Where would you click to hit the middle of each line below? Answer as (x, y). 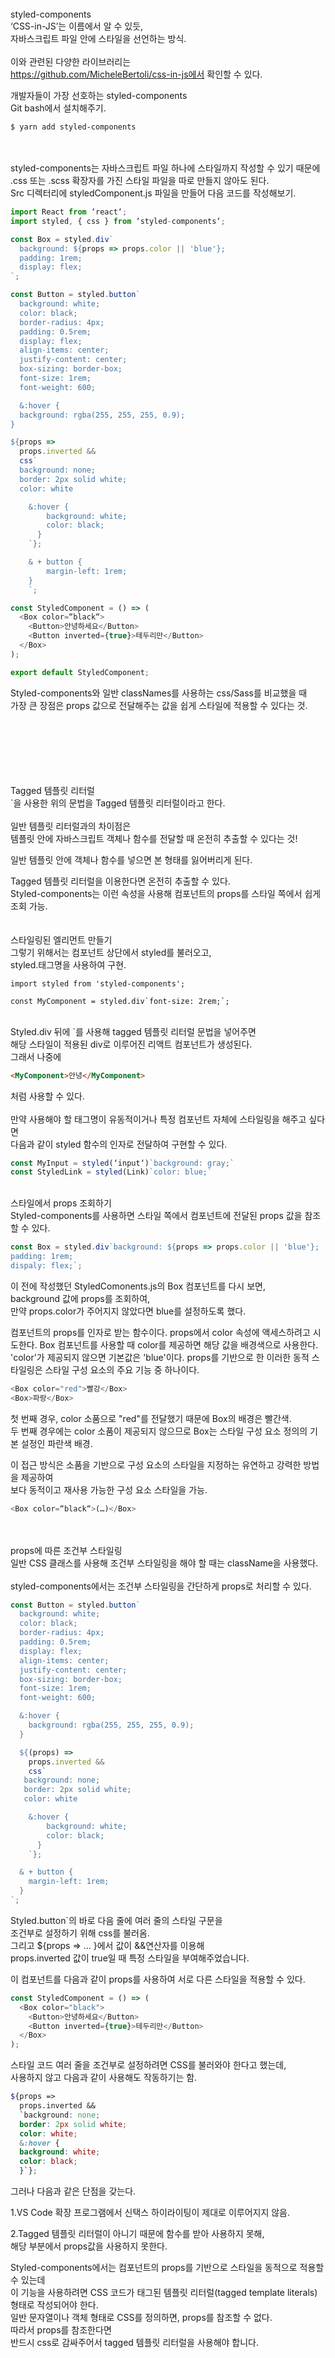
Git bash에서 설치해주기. (58, 108)
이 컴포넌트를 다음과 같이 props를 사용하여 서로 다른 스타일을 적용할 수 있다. (158, 1979)
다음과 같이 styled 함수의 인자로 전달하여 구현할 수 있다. (119, 1144)
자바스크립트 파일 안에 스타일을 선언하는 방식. (98, 38)
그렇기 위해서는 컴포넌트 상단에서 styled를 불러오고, (111, 952)
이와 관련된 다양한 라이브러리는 (71, 61)
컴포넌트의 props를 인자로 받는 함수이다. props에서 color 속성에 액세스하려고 (160, 1332)
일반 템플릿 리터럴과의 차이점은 (71, 826)
